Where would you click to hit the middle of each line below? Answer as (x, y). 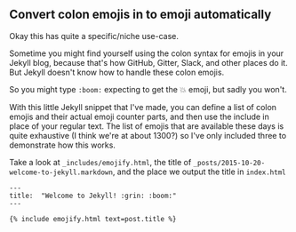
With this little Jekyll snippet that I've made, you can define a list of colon (143, 107)
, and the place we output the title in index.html (199, 172)
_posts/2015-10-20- (229, 163)
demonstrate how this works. (62, 145)
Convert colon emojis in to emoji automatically (140, 15)
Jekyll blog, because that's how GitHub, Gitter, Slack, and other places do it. (148, 62)
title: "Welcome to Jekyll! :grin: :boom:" (93, 196)
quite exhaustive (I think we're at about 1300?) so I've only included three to (148, 135)
